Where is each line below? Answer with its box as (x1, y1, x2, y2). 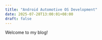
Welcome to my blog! (5, 30, 48, 36)
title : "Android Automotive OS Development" (5, 7, 98, 12)
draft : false (5, 16, 32, 21)
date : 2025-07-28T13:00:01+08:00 (5, 12, 74, 17)
